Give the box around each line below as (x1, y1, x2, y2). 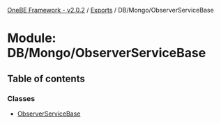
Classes (7, 93, 36, 103)
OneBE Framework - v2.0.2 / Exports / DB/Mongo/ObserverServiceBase (7, 6, 214, 14)
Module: (7, 31, 56, 46)
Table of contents (7, 72, 85, 84)
